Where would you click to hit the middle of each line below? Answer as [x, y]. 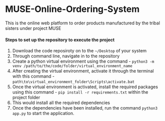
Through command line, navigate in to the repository [66, 56]
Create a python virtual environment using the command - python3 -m [83, 61]
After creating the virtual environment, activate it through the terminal [83, 71]
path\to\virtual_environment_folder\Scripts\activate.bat [73, 82]
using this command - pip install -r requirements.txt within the [80, 92]
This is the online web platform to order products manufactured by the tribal [82, 23]
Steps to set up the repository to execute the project [60, 40]
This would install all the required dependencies [61, 103]
